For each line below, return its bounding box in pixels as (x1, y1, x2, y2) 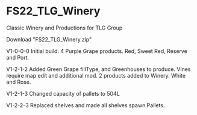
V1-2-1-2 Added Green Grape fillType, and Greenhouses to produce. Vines (6, 65, 191, 73)
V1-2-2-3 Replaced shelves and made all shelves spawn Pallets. (6, 101, 165, 109)
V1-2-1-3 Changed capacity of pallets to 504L (6, 90, 120, 97)
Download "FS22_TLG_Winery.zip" (6, 36, 92, 43)
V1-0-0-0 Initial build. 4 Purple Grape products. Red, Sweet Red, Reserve (6, 47, 188, 55)
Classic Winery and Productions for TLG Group (6, 24, 123, 31)
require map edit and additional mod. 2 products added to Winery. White (6, 72, 186, 79)
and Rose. (6, 78, 31, 85)
